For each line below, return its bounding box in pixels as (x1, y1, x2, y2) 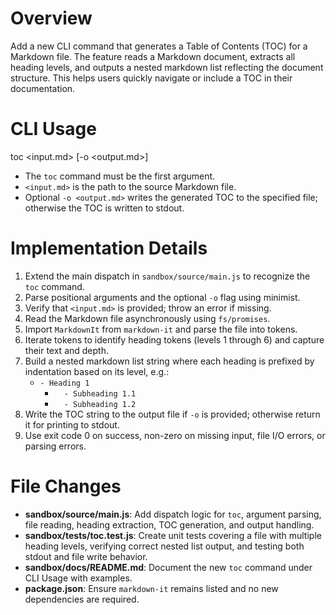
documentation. (10, 82, 76, 94)
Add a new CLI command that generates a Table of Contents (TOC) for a (10, 40, 308, 52)
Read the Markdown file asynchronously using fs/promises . (24, 312, 271, 324)
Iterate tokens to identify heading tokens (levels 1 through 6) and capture (24, 333, 325, 346)
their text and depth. (24, 344, 109, 356)
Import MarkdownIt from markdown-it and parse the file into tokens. (24, 323, 298, 335)
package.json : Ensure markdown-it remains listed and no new (24, 582, 279, 594)
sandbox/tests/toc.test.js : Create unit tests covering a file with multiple (24, 529, 322, 541)
